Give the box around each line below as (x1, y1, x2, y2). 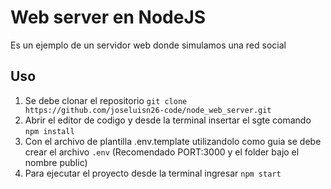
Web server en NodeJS (10, 6, 207, 29)
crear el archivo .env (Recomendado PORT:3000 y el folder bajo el (24, 146, 300, 158)
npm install (24, 126, 75, 136)
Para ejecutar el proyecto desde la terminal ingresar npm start (24, 167, 282, 179)
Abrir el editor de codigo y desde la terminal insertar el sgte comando (24, 114, 312, 126)
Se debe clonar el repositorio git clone (24, 94, 188, 106)
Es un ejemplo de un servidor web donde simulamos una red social (10, 39, 287, 51)
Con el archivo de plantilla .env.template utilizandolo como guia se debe (24, 135, 322, 147)
